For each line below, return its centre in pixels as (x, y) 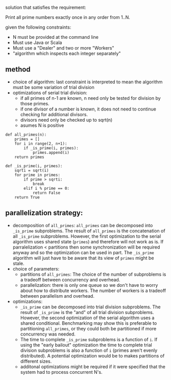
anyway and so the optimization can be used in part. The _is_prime (83, 252)
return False (46, 193)
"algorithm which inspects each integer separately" (67, 53)
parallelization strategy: (44, 213)
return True (27, 197)
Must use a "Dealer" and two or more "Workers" (63, 48)
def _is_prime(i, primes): (34, 166)
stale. (18, 263)
